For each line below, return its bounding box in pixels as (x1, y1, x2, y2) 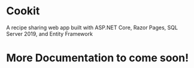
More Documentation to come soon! (6, 51, 189, 65)
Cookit (6, 4, 40, 18)
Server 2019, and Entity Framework (6, 30, 93, 37)
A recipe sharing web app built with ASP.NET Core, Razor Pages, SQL (6, 24, 178, 31)
